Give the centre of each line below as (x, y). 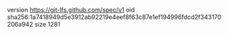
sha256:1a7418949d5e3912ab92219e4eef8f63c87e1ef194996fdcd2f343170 (114, 17)
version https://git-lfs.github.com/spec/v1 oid (71, 10)
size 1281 (47, 24)
